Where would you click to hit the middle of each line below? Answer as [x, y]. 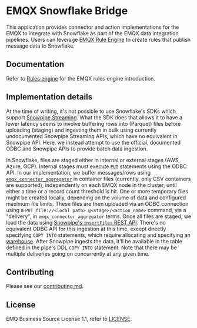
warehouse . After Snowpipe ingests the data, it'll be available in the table [94, 241]
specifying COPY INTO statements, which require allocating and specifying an [98, 235]
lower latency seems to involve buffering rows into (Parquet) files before [94, 123]
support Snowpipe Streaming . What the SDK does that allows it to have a [94, 117]
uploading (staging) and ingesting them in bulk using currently [81, 130]
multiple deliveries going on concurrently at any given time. [78, 253]
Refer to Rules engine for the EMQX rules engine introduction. [81, 78]
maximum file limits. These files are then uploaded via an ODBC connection [97, 203]
